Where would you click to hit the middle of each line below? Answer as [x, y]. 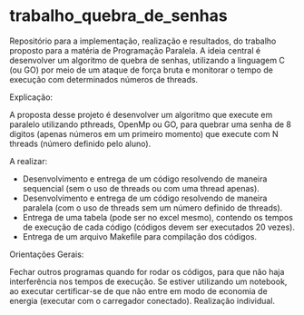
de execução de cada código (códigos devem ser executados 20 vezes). [159, 227]
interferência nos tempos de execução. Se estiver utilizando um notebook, [148, 281]
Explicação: [31, 97]
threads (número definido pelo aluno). [80, 143]
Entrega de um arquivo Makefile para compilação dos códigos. [139, 236]
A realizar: [29, 161]
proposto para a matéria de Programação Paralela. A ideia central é [135, 50]
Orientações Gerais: [47, 254]
